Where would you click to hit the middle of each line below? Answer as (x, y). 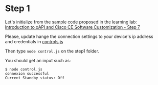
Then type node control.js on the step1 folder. (52, 51)
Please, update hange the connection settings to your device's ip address (79, 36)
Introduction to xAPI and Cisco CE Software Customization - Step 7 (73, 27)
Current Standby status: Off (35, 78)
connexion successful (27, 73)
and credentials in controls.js (34, 41)
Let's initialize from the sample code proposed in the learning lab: (71, 22)
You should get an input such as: (38, 60)
